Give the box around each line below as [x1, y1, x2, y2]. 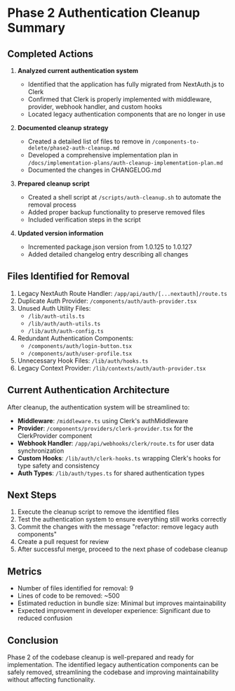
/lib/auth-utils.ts [27, 313, 86, 320]
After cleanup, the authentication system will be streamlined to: [7, 403, 190, 411]
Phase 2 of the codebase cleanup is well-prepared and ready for [7, 653, 194, 661]
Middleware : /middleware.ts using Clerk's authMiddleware [17, 416, 189, 425]
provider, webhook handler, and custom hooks [27, 103, 163, 110]
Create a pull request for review [17, 538, 109, 546]
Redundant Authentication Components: [17, 334, 134, 342]
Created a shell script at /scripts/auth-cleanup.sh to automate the [27, 193, 222, 201]
